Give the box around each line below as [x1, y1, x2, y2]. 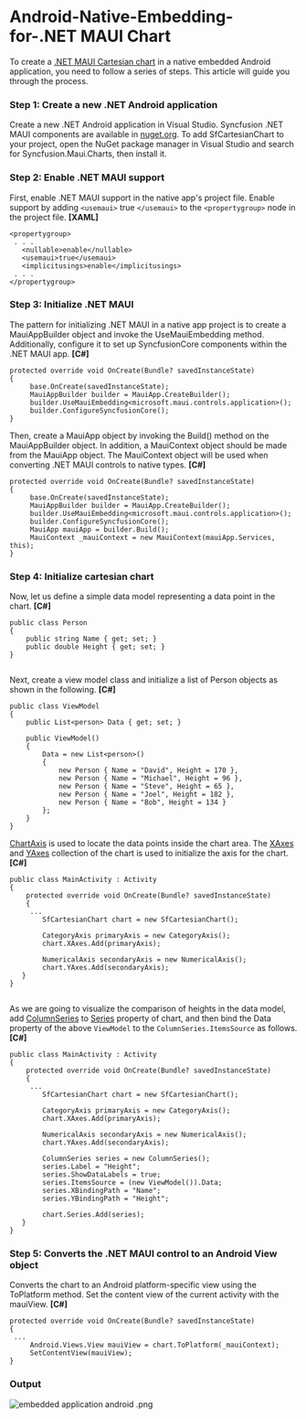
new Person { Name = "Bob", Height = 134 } [58, 798, 227, 807]
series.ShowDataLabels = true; [42, 1170, 162, 1179]
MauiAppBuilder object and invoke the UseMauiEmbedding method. [9, 328, 265, 339]
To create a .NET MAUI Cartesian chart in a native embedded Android [9, 56, 271, 67]
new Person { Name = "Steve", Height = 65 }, [58, 782, 235, 791]
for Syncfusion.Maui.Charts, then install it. [9, 148, 167, 159]
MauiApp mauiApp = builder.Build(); [29, 524, 170, 534]
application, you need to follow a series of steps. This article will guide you [9, 66, 290, 77]
